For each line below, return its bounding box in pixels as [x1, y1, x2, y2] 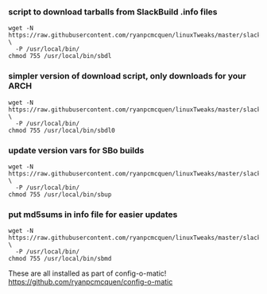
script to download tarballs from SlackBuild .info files [8, 6, 218, 17]
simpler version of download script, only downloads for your [8, 71, 246, 82]
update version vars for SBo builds [8, 145, 145, 156]
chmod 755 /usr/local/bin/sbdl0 [8, 126, 115, 134]
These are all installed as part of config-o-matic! [8, 269, 167, 278]
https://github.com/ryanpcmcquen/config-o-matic [8, 277, 173, 287]
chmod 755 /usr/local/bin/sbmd [8, 255, 112, 263]
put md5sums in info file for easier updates [8, 209, 178, 220]
